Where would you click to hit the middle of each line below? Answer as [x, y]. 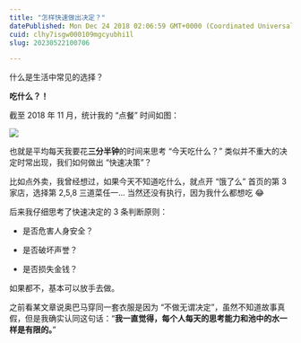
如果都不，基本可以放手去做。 [64, 288]
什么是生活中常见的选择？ [56, 77]
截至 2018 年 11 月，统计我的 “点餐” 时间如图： [95, 115]
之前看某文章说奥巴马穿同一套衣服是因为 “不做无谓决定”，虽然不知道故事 [143, 307]
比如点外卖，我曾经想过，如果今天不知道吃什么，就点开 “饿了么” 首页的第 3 [148, 181]
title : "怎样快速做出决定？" [57, 18]
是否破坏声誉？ [50, 250]
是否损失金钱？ [50, 269]
